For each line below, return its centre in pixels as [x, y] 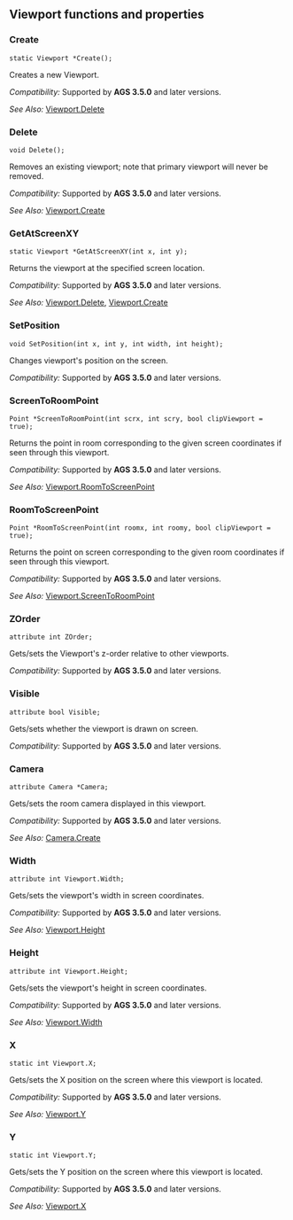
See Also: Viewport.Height [57, 930]
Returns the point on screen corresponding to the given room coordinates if [147, 552]
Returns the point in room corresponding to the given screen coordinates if [146, 443]
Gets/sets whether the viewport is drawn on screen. [104, 728]
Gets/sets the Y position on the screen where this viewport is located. [136, 1172]
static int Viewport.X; [53, 1063]
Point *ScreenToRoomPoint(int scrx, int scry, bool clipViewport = [136, 419]
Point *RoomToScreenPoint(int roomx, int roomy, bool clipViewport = [140, 528]
